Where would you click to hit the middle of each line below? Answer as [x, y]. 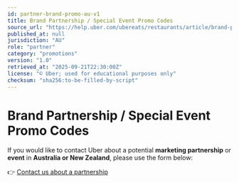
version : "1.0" [30, 61]
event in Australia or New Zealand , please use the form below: [100, 158]
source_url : [25, 27]
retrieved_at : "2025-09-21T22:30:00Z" [65, 67]
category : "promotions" [43, 54]
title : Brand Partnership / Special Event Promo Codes [90, 21]
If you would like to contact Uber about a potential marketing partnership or [119, 150]
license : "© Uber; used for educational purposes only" [92, 73]
